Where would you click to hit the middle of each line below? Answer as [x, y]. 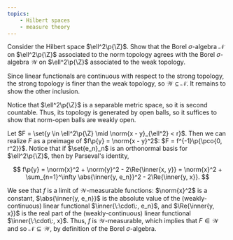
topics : [19, 14]
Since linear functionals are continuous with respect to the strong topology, [116, 76]
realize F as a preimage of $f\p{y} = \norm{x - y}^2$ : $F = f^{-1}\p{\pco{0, [115, 141]
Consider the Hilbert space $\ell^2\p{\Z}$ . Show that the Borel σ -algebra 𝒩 [116, 47]
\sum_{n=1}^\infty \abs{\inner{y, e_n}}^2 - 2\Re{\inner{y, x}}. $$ [118, 177]
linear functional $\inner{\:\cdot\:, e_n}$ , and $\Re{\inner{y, [129, 206]
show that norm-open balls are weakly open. [72, 120]
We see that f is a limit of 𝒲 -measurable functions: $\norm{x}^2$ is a [107, 191]
